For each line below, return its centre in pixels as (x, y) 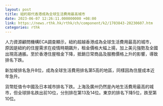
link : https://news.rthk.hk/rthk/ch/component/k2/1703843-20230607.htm (79, 23)
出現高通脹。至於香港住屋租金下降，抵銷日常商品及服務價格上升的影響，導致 (81, 54)
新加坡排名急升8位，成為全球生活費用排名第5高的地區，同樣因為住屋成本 (78, 70)
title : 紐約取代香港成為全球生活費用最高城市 (45, 14)
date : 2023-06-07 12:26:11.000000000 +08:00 (51, 18)
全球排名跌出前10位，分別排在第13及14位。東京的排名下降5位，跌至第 (87, 93)
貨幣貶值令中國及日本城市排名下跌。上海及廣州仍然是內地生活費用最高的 (77, 87)
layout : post (18, 9)
